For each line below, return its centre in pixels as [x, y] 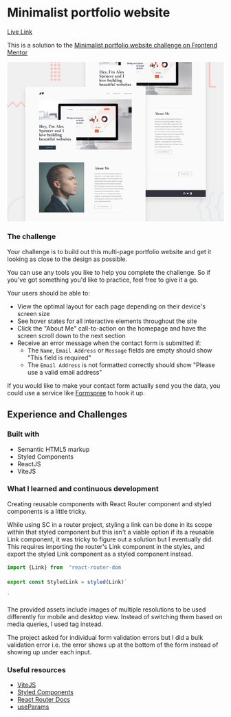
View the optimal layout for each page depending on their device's [111, 306]
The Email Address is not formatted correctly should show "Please [121, 365]
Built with [23, 434]
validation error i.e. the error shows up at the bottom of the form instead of [113, 645]
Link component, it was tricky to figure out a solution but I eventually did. [110, 539]
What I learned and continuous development [83, 489]
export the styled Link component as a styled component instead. [100, 554]
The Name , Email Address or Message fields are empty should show [120, 350]
